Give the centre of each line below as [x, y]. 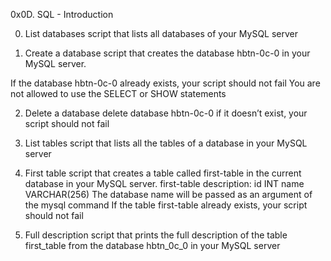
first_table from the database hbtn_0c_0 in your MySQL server [152, 245]
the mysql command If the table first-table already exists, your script [166, 205]
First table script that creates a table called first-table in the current [163, 173]
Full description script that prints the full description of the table [156, 235]
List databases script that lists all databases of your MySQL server [161, 33]
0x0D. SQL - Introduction [62, 14]
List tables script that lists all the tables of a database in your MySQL [166, 143]
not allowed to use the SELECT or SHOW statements [118, 93]
